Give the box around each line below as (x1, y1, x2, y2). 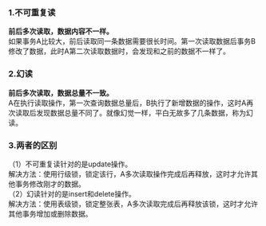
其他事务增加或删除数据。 (8, 208, 93, 218)
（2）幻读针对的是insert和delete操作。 (8, 189, 136, 198)
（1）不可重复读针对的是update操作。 (8, 159, 133, 169)
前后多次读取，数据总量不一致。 (8, 88, 113, 97)
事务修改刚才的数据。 (14, 179, 85, 189)
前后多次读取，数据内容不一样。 (8, 26, 113, 37)
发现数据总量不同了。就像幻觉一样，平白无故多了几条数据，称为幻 (35, 107, 253, 117)
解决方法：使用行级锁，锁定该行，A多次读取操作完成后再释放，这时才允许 (8, 169, 252, 178)
